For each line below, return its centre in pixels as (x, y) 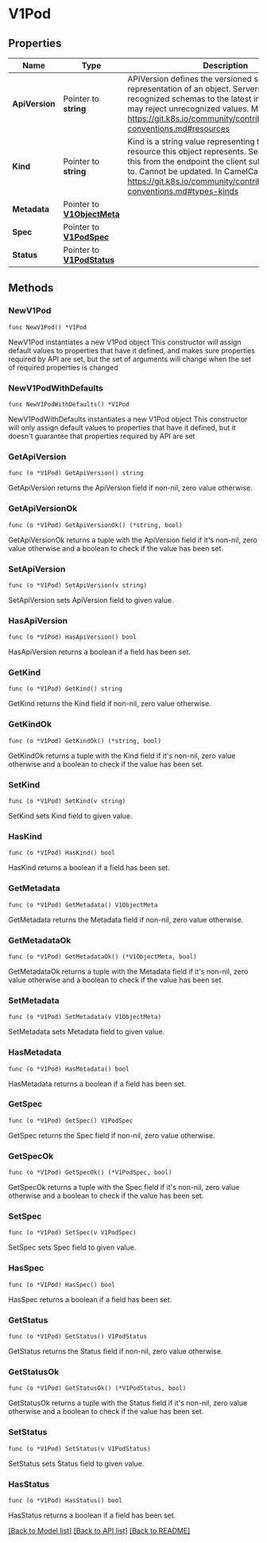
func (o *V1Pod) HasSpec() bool (62, 1285)
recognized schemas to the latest (190, 99)
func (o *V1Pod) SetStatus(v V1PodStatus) (79, 1448)
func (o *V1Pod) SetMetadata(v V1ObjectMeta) (85, 1017)
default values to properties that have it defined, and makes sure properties (132, 350)
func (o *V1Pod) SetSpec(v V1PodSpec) (72, 1233)
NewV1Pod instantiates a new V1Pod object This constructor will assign (125, 342)
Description (226, 66)
